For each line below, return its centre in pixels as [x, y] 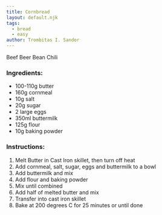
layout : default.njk [32, 18]
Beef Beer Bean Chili [32, 57]
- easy [20, 35]
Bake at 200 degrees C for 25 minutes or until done [79, 205]
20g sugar [28, 105]
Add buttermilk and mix [44, 173]
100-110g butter [34, 86]
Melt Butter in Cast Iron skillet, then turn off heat [75, 160]
